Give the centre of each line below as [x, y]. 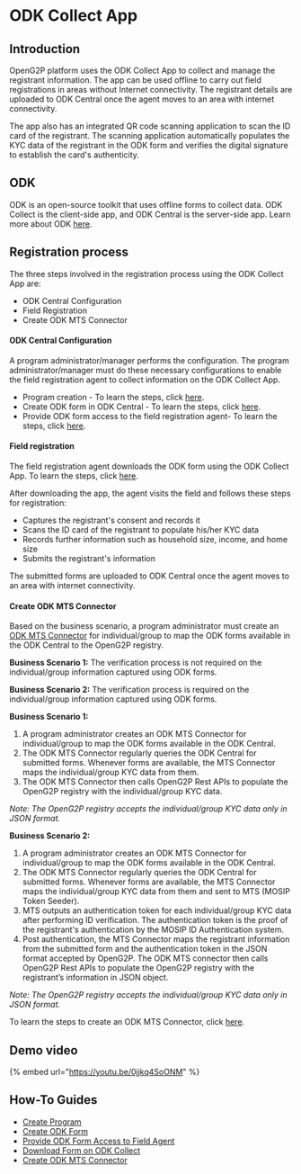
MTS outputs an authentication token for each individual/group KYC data [157, 910]
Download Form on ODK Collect [81, 1150]
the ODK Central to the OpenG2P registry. [87, 645]
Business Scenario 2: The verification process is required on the [129, 690]
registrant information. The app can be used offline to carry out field [136, 80]
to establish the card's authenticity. [74, 155]
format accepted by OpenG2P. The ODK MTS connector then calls [145, 958]
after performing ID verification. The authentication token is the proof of [155, 920]
